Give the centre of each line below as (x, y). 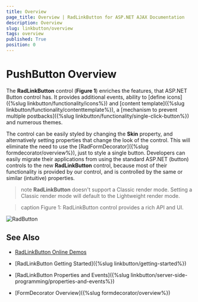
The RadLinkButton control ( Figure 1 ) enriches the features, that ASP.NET (97, 90)
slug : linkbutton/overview (40, 28)
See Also (23, 237)
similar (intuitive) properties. (41, 178)
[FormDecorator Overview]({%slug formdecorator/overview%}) (92, 292)
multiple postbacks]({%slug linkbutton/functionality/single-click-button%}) (98, 116)
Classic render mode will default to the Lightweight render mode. (100, 196)
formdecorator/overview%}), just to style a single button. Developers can (96, 153)
